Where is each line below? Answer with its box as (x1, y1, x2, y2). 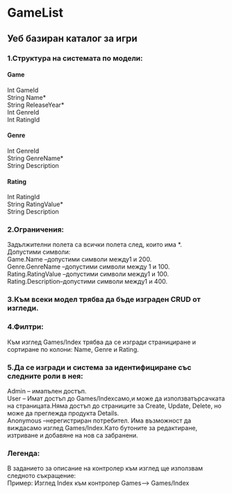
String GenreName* (7, 154, 64, 162)
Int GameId (7, 85, 39, 94)
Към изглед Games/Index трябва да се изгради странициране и (7, 338, 197, 346)
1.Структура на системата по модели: (7, 53, 144, 63)
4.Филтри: (7, 322, 44, 332)
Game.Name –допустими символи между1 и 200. (7, 255, 152, 264)
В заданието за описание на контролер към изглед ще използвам (7, 464, 204, 472)
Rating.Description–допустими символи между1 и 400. (7, 278, 168, 286)
